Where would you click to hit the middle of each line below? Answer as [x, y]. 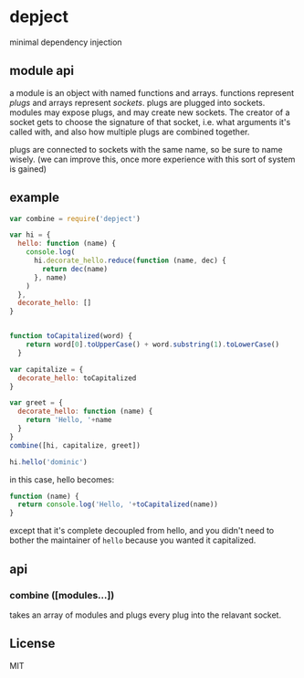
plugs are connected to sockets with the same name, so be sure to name [146, 149]
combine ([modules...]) [62, 595]
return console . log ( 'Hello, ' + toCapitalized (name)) [118, 504]
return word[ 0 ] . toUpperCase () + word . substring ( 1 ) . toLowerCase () [153, 344]
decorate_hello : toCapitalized [77, 378]
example [35, 198]
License [32, 644]
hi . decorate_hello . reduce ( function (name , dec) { [130, 261]
